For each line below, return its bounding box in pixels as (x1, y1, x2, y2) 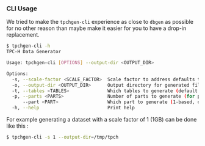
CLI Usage (6, 4, 38, 13)
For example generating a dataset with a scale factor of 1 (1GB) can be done (6, 116, 197, 123)
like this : (6, 122, 29, 130)
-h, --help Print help (12, 105, 135, 111)
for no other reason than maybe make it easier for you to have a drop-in (6, 24, 187, 32)
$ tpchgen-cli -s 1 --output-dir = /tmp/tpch (6, 134, 119, 141)
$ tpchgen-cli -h (6, 43, 51, 49)
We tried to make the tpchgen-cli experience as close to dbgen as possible (6, 18, 194, 26)
